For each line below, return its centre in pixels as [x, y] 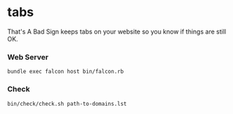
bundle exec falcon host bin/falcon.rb [66, 72]
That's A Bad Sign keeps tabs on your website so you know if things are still [117, 31]
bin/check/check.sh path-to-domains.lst [67, 104]
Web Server [28, 57]
